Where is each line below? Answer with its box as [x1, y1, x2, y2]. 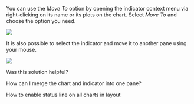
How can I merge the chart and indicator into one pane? [6, 80, 142, 87]
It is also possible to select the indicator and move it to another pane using [6, 40, 187, 46]
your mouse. [6, 46, 37, 53]
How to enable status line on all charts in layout [6, 91, 121, 98]
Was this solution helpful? [6, 69, 69, 75]
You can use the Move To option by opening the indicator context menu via [6, 5, 189, 12]
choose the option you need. [6, 18, 76, 24]
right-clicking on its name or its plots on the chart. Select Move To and [6, 11, 177, 18]
